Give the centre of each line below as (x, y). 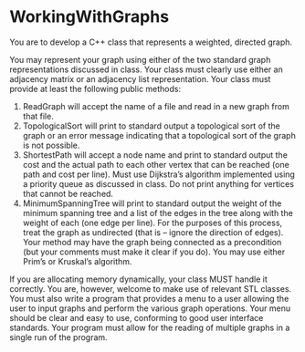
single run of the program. (58, 337)
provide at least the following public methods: (95, 88)
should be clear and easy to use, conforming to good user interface (137, 317)
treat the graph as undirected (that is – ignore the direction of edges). (153, 232)
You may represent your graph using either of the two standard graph (140, 59)
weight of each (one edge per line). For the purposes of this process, (152, 223)
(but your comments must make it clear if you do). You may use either (154, 252)
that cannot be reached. (68, 193)
